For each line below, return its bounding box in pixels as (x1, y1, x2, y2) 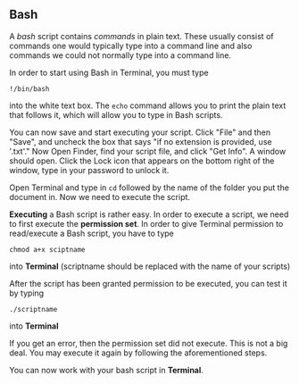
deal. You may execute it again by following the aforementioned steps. (9, 347, 268, 358)
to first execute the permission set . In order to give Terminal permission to (9, 218, 284, 229)
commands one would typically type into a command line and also (9, 40, 253, 51)
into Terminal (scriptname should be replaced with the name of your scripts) (9, 261, 291, 271)
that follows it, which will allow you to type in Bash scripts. (9, 109, 223, 120)
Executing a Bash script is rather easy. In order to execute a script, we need (9, 209, 289, 220)
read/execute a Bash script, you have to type (9, 228, 174, 238)
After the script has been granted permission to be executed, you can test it (9, 278, 287, 288)
